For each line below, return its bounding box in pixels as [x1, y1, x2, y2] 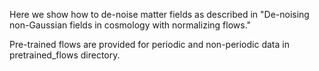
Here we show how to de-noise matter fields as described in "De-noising [9, 9, 310, 20]
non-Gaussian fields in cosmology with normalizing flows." [9, 19, 252, 31]
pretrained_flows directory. [9, 49, 121, 61]
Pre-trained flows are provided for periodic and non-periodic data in [9, 39, 290, 50]
